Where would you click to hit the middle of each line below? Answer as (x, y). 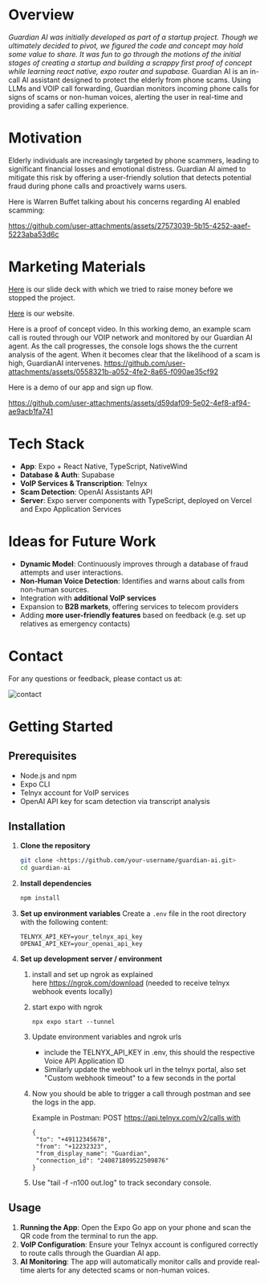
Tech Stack (47, 443)
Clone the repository (55, 846)
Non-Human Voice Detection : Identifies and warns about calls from (132, 580)
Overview (41, 15)
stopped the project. (42, 297)
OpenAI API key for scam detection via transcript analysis (115, 801)
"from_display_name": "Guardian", (93, 1154)
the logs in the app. (64, 1102)
